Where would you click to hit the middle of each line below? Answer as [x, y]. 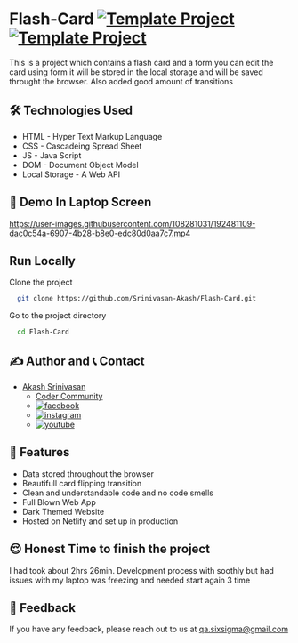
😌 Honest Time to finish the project [110, 549]
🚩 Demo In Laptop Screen [81, 202]
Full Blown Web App [59, 502]
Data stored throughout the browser [88, 474]
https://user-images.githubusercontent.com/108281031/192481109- [133, 223]
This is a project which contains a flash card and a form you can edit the [141, 62]
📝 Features [40, 452]
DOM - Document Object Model [81, 165]
